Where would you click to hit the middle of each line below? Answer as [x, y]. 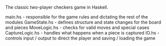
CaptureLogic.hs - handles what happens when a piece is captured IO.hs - [82, 33]
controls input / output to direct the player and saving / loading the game [80, 38]
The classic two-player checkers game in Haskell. [57, 7]
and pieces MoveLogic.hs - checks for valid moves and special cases [77, 27]
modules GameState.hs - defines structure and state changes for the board [83, 22]
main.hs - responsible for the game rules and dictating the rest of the [77, 17]
